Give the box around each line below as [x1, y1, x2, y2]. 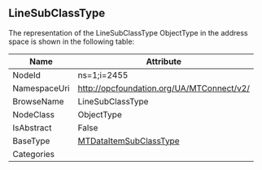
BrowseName [12, 96, 64, 107]
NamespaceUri [12, 83, 71, 94]
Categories [12, 148, 55, 159]
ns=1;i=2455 [77, 69, 129, 80]
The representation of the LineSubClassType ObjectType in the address [8, 28, 248, 37]
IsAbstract [12, 121, 52, 133]
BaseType [12, 135, 50, 147]
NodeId [12, 69, 41, 80]
